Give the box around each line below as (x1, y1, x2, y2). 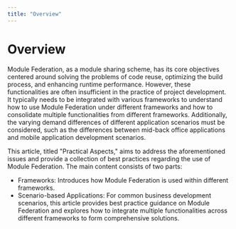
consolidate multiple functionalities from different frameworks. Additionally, (7, 110, 227, 118)
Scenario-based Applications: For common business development (17, 190, 212, 200)
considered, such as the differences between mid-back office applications (7, 126, 226, 134)
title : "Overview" (7, 10, 62, 18)
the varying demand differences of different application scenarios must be (7, 118, 225, 126)
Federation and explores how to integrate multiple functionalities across (17, 206, 227, 215)
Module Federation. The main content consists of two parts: (7, 162, 183, 171)
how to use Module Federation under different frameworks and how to (7, 103, 213, 111)
